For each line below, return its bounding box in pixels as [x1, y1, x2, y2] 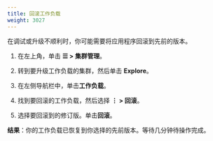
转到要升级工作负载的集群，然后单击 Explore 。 [17, 66, 153, 75]
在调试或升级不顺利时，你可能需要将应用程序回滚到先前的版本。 [7, 36, 191, 45]
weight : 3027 [7, 17, 46, 24]
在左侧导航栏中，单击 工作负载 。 [17, 81, 110, 89]
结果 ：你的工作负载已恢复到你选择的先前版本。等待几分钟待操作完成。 [7, 126, 210, 134]
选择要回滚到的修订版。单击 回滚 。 [17, 111, 116, 119]
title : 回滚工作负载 [7, 10, 61, 17]
